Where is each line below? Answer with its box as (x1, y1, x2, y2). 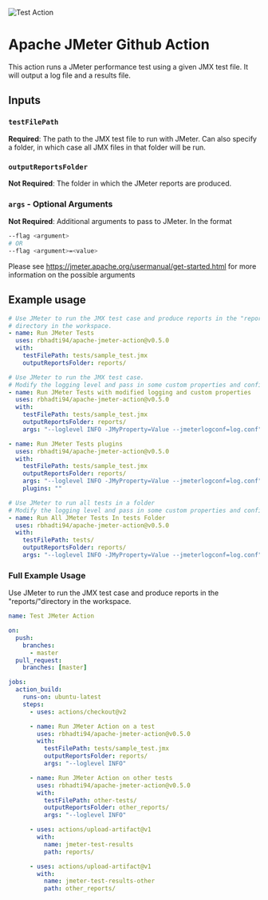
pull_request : (15, 656, 62, 664)
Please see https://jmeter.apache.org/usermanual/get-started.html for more (8, 261, 257, 271)
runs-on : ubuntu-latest (22, 693, 102, 702)
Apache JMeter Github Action (8, 36, 210, 54)
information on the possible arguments (8, 270, 136, 279)
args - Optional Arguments (8, 198, 113, 210)
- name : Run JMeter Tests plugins (8, 440, 124, 448)
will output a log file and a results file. (8, 70, 132, 80)
